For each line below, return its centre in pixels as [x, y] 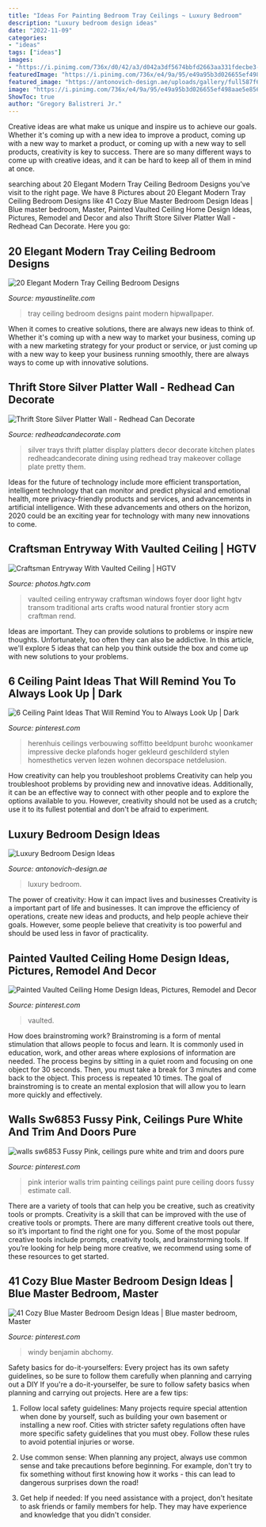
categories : [28, 38]
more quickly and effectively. [55, 1095]
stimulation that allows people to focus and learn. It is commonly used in [126, 1044]
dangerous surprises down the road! [79, 1482]
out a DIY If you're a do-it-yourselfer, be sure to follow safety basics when [129, 1384]
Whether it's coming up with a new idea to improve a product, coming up [127, 135]
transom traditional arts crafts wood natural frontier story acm [128, 607]
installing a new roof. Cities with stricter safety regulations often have [132, 1425]
